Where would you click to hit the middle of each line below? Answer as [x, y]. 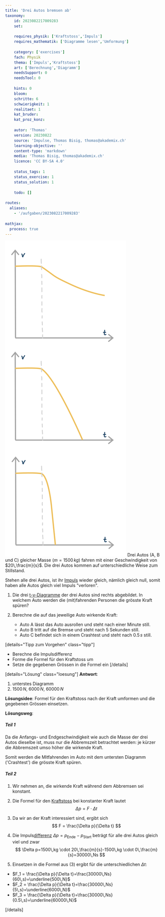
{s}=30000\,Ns [83, 855]
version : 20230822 [33, 135]
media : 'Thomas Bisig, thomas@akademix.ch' [59, 156]
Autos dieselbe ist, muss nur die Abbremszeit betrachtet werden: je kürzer [81, 742]
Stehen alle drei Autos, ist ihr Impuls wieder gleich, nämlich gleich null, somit [83, 580]
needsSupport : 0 [31, 73]
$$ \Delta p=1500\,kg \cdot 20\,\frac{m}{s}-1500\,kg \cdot [74, 850]
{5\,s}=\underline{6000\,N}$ [41, 890]
